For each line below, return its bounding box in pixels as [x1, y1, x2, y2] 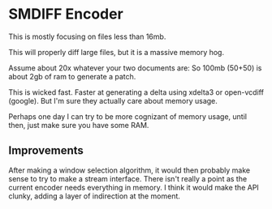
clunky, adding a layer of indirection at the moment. [8, 191, 181, 201]
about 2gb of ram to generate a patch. [8, 71, 136, 81]
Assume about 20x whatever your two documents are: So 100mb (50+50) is [8, 62, 262, 73]
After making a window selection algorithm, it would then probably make [8, 165, 250, 175]
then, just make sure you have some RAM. [8, 120, 149, 130]
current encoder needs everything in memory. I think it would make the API [8, 182, 260, 192]
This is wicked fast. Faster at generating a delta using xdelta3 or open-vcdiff [8, 87, 264, 97]
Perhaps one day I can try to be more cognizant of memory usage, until [8, 111, 248, 122]
